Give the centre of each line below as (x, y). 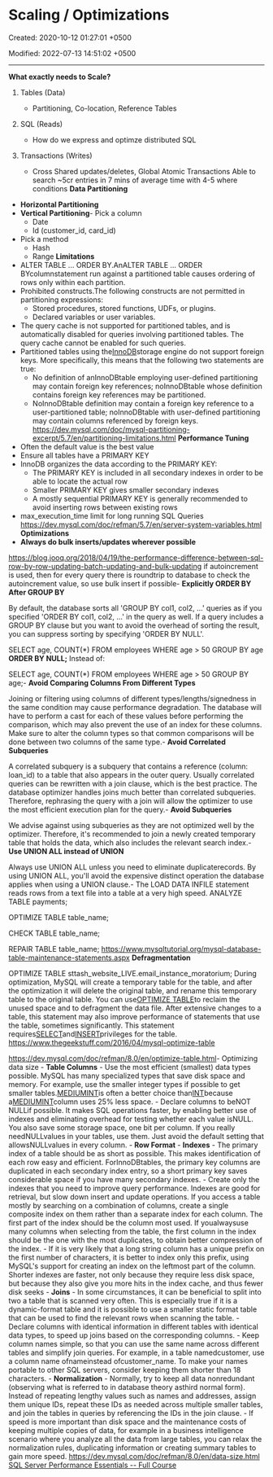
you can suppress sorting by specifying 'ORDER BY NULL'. (106, 633)
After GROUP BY (37, 592)
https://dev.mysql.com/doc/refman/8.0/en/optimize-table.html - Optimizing (133, 1058)
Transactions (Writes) (56, 156)
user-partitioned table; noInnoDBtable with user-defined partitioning (146, 412)
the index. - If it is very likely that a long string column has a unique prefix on (136, 1248)
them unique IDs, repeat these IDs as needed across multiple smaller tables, (136, 1404)
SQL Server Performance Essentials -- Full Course (93, 1465)
